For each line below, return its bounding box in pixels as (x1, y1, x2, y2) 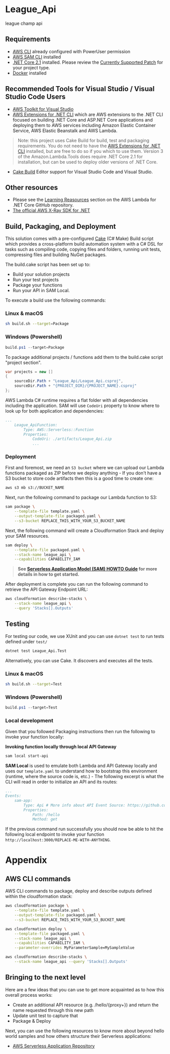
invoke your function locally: (5, 734, 64, 740)
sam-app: (14, 798, 33, 803)
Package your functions (12, 282, 63, 288)
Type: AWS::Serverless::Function (23, 427, 94, 432)
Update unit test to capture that (12, 1012, 78, 1019)
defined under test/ (5, 638, 48, 644)
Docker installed (12, 70, 47, 76)
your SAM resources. (5, 533, 50, 539)
